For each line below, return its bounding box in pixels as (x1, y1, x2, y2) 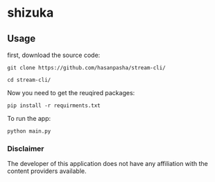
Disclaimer (7, 144, 44, 154)
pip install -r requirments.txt (7, 102, 101, 109)
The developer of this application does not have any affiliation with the (7, 160, 208, 168)
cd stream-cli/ (7, 76, 51, 83)
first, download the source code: (7, 51, 101, 59)
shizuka (7, 5, 54, 21)
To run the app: (7, 115, 51, 122)
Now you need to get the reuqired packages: (7, 89, 135, 97)
